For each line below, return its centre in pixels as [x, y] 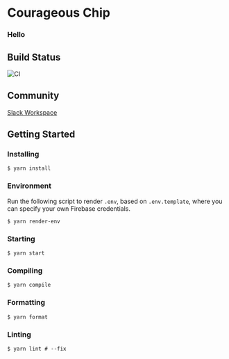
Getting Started [41, 135]
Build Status [34, 57]
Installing [23, 154]
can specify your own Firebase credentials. [69, 208]
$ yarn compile [29, 285]
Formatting [26, 303]
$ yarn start [26, 253]
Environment [29, 186]
